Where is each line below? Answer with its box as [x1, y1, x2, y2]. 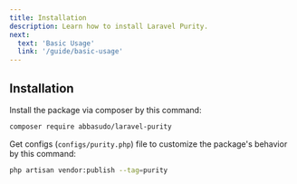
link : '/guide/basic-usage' [17, 47, 124, 56]
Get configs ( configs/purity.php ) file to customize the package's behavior [9, 138, 288, 150]
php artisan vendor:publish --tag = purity [9, 165, 168, 175]
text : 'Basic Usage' [17, 38, 95, 48]
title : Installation [9, 13, 88, 23]
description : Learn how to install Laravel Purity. [9, 22, 208, 31]
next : [9, 30, 30, 39]
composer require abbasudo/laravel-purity [9, 121, 172, 131]
